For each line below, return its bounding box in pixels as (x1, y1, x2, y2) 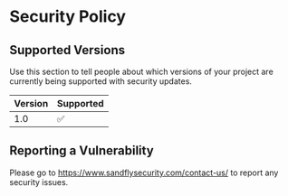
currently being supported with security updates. (9, 76, 193, 87)
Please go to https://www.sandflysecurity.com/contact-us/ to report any (9, 167, 279, 178)
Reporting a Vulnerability (9, 143, 154, 159)
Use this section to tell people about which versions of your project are (9, 66, 274, 77)
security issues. (9, 176, 69, 187)
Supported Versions (9, 42, 125, 58)
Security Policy (9, 6, 127, 27)
